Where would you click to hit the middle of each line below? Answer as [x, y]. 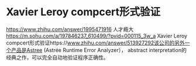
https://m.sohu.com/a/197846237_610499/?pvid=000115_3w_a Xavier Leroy [97, 36]
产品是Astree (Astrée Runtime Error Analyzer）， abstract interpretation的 [99, 50]
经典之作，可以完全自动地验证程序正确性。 [57, 57]
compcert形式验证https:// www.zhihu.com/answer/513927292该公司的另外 [96, 43]
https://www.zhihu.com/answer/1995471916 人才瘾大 [70, 29]
